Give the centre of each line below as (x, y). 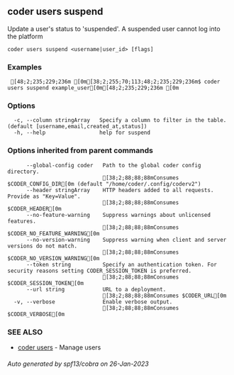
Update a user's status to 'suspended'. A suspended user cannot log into (114, 28)
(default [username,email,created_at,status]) (77, 127)
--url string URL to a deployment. (96, 289)
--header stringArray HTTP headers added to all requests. (120, 190)
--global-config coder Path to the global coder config (113, 165)
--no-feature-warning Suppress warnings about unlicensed (118, 215)
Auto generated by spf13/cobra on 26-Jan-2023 (78, 364)
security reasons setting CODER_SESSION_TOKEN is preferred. (100, 271)
